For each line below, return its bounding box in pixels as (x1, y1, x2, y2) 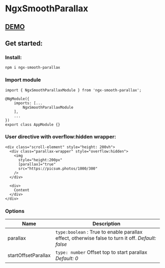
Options (5, 208, 25, 214)
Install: (5, 54, 22, 60)
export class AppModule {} (5, 122, 60, 127)
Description (92, 220, 121, 227)
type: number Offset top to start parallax (55, 249, 147, 256)
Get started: (5, 39, 43, 47)
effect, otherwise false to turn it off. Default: (55, 235, 156, 241)
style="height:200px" (18, 157, 63, 162)
